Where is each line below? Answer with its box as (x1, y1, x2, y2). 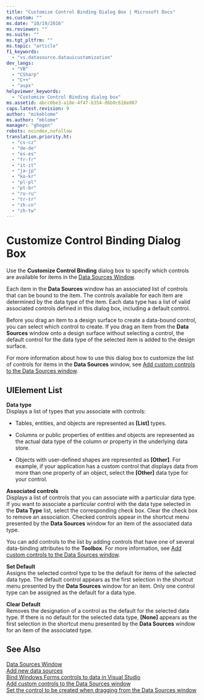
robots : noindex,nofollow (6, 128, 72, 134)
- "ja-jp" (12, 168, 37, 174)
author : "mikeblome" (6, 111, 59, 117)
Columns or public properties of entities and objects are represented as (15, 431, 195, 438)
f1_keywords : (6, 49, 40, 55)
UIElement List (6, 385, 63, 395)
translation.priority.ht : (6, 134, 72, 140)
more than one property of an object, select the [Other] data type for (15, 469, 189, 476)
